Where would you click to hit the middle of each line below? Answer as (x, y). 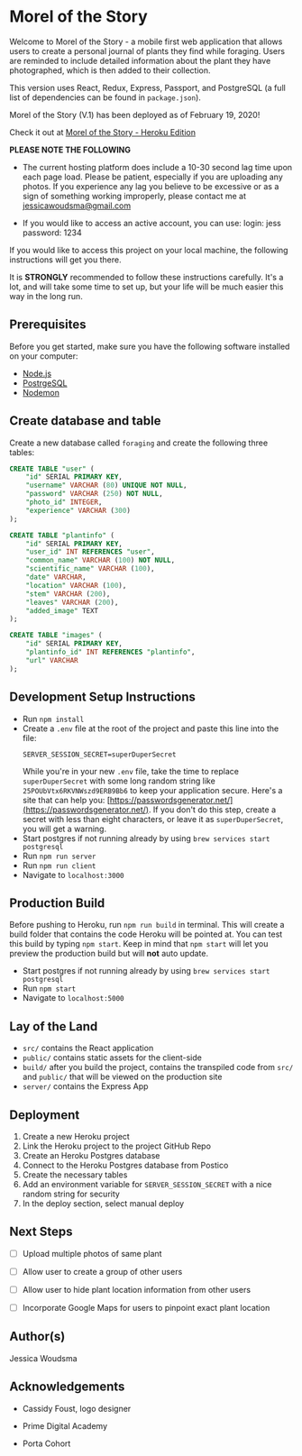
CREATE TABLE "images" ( (56, 636)
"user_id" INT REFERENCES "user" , (90, 552)
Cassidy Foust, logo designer (77, 1408)
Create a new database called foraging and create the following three (139, 443)
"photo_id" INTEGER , (64, 502)
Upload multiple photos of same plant (92, 1253)
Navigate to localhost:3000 (73, 875)
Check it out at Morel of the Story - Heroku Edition (103, 132)
